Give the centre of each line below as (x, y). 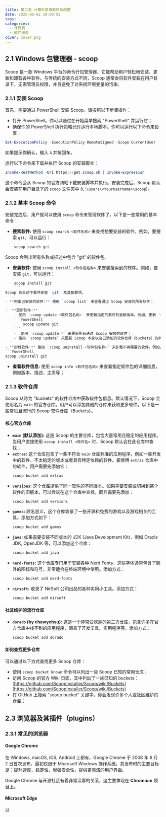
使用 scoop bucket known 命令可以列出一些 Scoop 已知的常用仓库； (80, 672)
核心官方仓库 (18, 423)
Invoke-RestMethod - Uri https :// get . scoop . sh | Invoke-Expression (75, 172)
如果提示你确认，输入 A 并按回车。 (40, 152)
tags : (11, 19)
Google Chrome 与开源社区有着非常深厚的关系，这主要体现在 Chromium (79, 780)
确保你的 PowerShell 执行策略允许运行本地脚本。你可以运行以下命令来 (83, 127)
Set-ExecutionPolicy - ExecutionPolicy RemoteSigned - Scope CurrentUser (80, 142)
